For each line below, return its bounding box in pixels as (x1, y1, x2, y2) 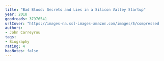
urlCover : (5, 21, 26, 26)
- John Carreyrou (5, 30, 41, 35)
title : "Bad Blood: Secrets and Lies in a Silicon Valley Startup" (5, 7, 146, 12)
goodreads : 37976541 (5, 16, 48, 21)
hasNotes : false (5, 48, 38, 53)
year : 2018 (5, 12, 27, 17)
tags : (5, 35, 16, 40)
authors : (5, 26, 23, 30)
